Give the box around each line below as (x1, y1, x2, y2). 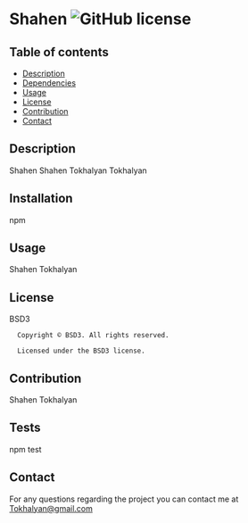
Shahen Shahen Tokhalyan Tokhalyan (9, 165, 147, 176)
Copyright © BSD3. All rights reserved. (17, 331, 169, 340)
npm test (9, 444, 42, 454)
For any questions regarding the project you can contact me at (9, 494, 239, 504)
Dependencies (21, 78, 77, 88)
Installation (9, 191, 73, 206)
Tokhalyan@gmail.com (9, 502, 94, 513)
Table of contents (9, 45, 109, 60)
